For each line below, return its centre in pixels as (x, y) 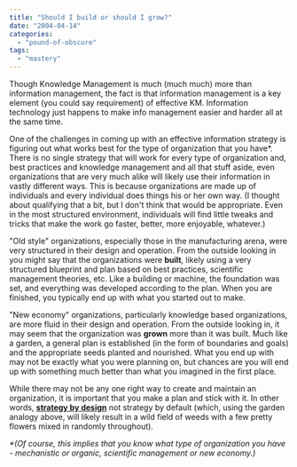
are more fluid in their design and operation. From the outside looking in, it (145, 324)
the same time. (36, 122)
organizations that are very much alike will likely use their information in (140, 177)
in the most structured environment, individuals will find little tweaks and (141, 214)
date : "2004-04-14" (45, 26)
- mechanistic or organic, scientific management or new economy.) (133, 453)
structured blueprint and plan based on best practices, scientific (126, 269)
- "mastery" (39, 59)
